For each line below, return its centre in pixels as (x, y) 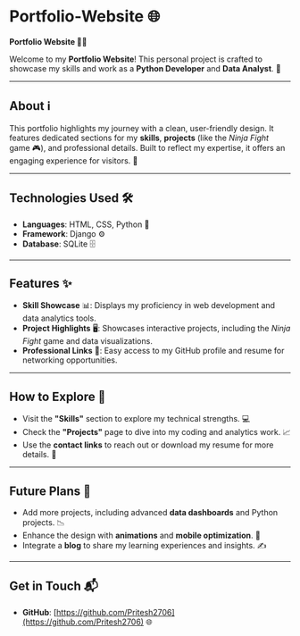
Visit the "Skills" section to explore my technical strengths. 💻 (136, 419)
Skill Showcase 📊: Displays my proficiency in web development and (148, 305)
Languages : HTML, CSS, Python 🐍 (86, 224)
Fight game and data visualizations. (87, 341)
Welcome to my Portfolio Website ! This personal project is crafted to (136, 59)
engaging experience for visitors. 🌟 (74, 160)
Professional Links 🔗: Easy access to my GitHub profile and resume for (153, 351)
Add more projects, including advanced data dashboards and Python (150, 512)
